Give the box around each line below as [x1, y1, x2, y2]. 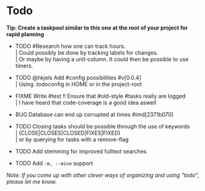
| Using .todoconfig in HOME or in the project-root [15, 80, 142, 88]
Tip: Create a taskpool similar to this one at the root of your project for [6, 24, 188, 31]
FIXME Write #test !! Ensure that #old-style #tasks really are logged [15, 92, 186, 99]
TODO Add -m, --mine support [15, 159, 93, 166]
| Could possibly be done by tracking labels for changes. [15, 49, 158, 56]
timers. [15, 62, 33, 69]
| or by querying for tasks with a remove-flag [15, 136, 129, 143]
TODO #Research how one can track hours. [15, 42, 126, 50]
